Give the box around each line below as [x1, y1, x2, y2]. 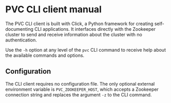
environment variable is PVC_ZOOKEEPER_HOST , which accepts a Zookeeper [5, 86, 159, 92]
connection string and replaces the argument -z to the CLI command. [5, 91, 152, 98]
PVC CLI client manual [5, 4, 102, 15]
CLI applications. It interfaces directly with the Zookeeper [34, 26, 156, 32]
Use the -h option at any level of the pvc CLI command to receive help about [5, 47, 166, 53]
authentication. [5, 37, 37, 43]
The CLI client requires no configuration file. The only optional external [5, 80, 155, 87]
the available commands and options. [5, 52, 85, 58]
